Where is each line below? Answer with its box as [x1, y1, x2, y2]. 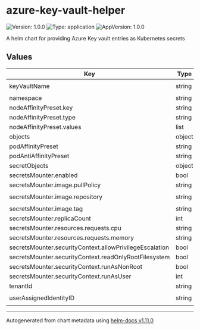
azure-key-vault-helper [6, 4, 126, 17]
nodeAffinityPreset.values [9, 122, 82, 131]
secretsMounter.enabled [9, 171, 78, 179]
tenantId [9, 282, 33, 290]
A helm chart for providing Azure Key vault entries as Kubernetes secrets [6, 34, 186, 42]
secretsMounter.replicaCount [9, 214, 91, 222]
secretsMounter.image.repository [9, 193, 103, 201]
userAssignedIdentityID [9, 294, 75, 302]
